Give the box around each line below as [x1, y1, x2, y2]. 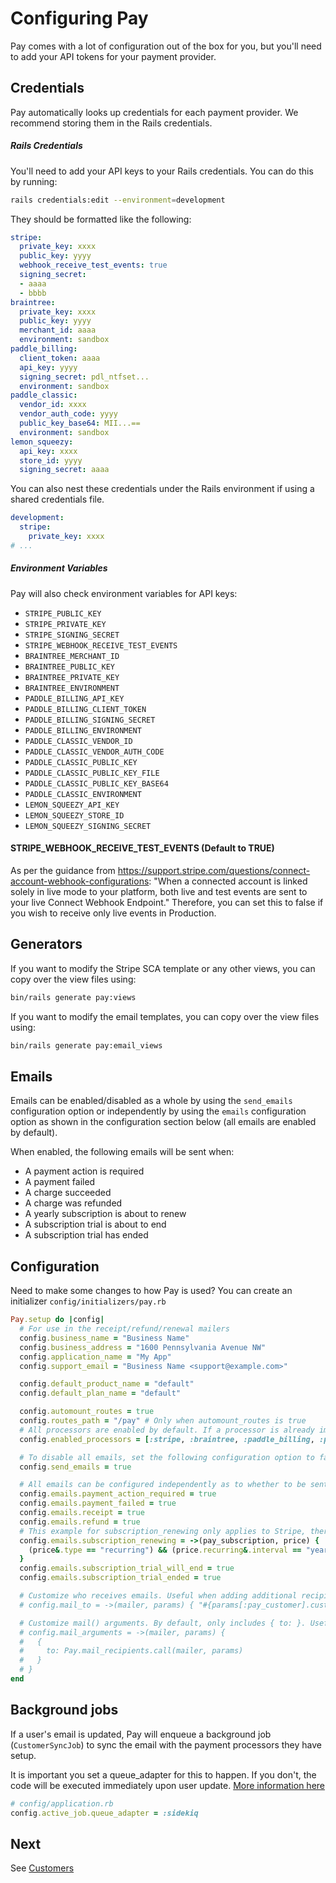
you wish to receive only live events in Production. [10, 907, 217, 919]
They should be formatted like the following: [10, 213, 192, 225]
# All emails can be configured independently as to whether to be [19, 1480, 307, 1490]
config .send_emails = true [19, 1462, 132, 1472]
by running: [10, 175, 58, 187]
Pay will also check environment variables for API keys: [10, 587, 238, 599]
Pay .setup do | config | [10, 1315, 105, 1325]
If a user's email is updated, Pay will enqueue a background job [10, 1728, 272, 1740]
